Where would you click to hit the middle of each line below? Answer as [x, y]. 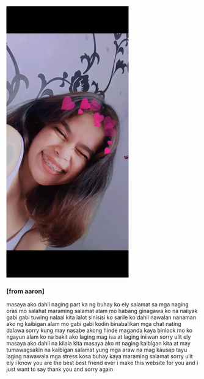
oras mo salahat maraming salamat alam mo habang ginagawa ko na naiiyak [102, 311]
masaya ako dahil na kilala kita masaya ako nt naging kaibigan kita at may [99, 344]
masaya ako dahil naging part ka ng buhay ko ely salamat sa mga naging [98, 305]
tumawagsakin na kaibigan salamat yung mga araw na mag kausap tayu [97, 350]
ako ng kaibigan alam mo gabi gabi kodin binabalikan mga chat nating [94, 324]
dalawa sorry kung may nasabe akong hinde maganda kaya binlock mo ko [100, 330]
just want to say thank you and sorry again [60, 369]
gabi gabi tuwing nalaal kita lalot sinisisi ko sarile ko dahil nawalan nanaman [101, 317]
